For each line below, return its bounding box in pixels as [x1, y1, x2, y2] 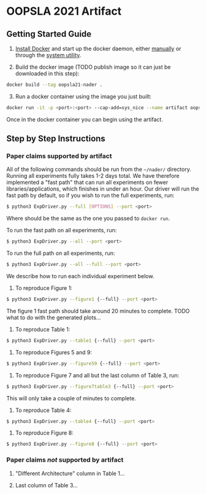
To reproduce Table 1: [15, 325, 71, 333]
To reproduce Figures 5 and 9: [15, 348, 92, 356]
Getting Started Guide [6, 29, 92, 39]
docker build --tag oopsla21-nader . [6, 82, 103, 88]
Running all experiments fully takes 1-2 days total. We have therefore [6, 172, 180, 180]
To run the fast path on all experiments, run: [6, 227, 117, 234]
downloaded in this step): [15, 70, 80, 77]
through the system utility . [15, 51, 82, 59]
